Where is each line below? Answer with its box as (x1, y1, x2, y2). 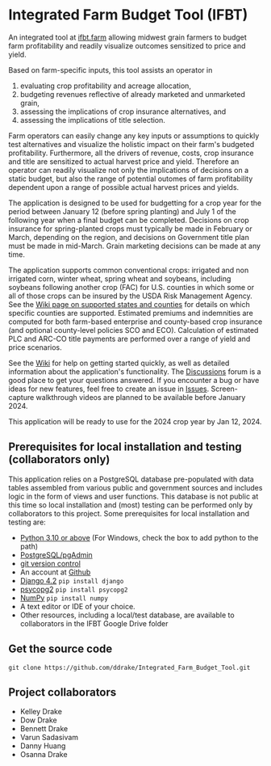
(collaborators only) (8, 452, 110, 466)
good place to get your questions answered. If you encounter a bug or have (8, 375, 260, 385)
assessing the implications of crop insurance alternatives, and (19, 107, 227, 116)
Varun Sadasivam (19, 733, 79, 743)
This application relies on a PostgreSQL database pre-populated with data (8, 474, 254, 484)
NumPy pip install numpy (19, 592, 109, 603)
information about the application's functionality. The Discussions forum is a (8, 366, 261, 377)
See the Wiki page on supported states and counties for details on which (8, 299, 250, 309)
